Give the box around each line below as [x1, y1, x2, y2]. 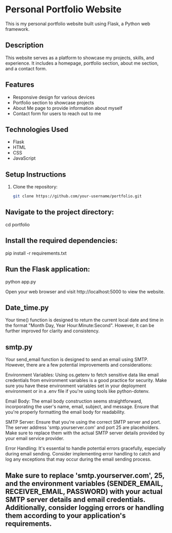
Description [5, 41, 44, 50]
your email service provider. [5, 435, 65, 442]
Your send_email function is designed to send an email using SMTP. [5, 356, 149, 363]
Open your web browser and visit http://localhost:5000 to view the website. [5, 289, 165, 295]
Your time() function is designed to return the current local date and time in [5, 317, 164, 323]
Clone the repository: [12, 184, 58, 190]
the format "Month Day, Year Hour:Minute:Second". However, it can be [5, 322, 155, 329]
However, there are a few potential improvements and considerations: [5, 362, 152, 368]
